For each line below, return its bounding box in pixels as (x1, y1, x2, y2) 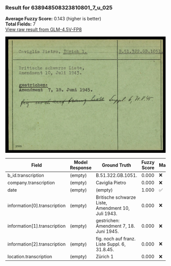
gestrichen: (96, 218, 120, 224)
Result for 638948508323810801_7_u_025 (5, 4, 113, 11)
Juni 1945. (96, 228, 119, 234)
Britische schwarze (96, 194, 136, 200)
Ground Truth (101, 162, 131, 168)
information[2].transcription (7, 241, 66, 247)
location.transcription (7, 254, 52, 260)
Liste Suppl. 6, (96, 241, 126, 247)
